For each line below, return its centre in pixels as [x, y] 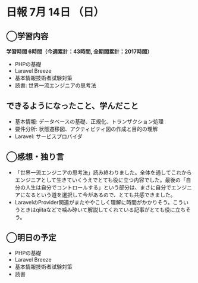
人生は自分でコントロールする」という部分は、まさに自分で [98, 187]
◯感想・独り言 [35, 157]
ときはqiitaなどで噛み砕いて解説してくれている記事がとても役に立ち [103, 210]
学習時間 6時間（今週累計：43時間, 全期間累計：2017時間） [79, 52]
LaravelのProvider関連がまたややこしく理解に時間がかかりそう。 [94, 202]
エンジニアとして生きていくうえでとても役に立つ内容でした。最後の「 [100, 180]
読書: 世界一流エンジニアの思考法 [55, 85]
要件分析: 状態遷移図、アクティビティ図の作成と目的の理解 [86, 129]
